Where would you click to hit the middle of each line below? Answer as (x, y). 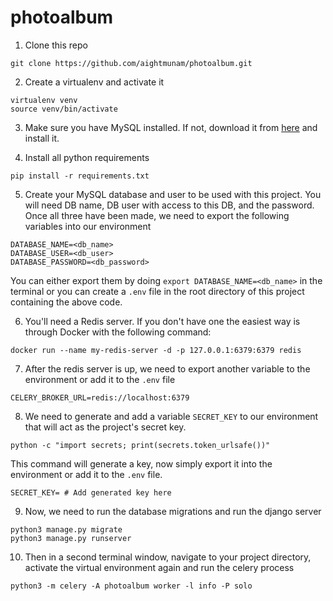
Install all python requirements (87, 157)
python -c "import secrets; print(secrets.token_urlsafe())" (140, 445)
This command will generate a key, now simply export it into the (141, 463)
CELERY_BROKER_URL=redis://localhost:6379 (100, 397)
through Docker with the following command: (118, 332)
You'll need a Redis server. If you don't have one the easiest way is (162, 321)
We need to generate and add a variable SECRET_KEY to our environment (171, 416)
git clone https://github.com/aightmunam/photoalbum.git (131, 63)
